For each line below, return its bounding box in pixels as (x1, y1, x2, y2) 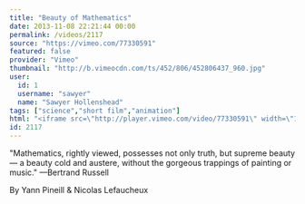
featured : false (9, 47, 71, 56)
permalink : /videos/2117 (9, 30, 103, 39)
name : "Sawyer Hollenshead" (17, 97, 124, 107)
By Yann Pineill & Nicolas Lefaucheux (9, 185, 149, 195)
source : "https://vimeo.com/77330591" (9, 38, 156, 48)
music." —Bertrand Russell (9, 167, 109, 178)
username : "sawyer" (17, 89, 92, 98)
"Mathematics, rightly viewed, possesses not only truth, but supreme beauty (9, 148, 296, 159)
